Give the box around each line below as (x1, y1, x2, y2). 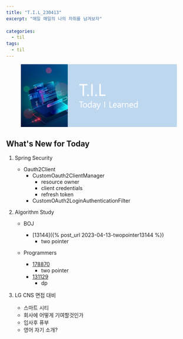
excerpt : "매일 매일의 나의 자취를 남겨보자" (6, 15, 102, 22)
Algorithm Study (14, 208, 55, 216)
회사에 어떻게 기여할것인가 (23, 312, 84, 319)
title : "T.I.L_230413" (6, 9, 62, 15)
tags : (6, 41, 19, 47)
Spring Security (14, 154, 53, 162)
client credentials (41, 185, 83, 192)
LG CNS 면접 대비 (14, 292, 56, 299)
